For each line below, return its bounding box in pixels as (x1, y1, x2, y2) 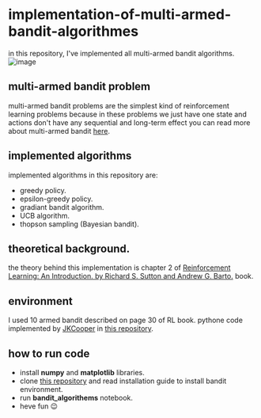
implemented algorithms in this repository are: (8, 170, 158, 180)
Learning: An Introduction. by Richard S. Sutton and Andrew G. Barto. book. (8, 272, 254, 281)
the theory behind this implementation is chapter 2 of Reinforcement (8, 263, 231, 272)
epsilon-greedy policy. (19, 194, 93, 203)
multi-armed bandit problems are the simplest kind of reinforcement (8, 101, 229, 110)
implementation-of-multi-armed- (8, 6, 232, 24)
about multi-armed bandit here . (8, 126, 111, 135)
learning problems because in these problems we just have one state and (8, 109, 247, 119)
